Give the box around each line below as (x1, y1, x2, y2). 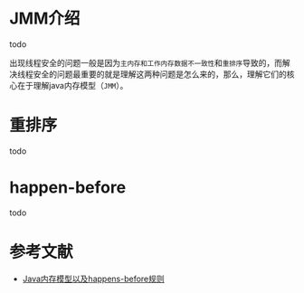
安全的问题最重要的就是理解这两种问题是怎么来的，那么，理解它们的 (33, 69, 287, 80)
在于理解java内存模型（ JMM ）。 (16, 80, 128, 90)
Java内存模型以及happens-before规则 (22, 273, 165, 284)
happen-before (9, 177, 127, 198)
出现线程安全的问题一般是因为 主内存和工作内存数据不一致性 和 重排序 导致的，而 (9, 57, 283, 68)
